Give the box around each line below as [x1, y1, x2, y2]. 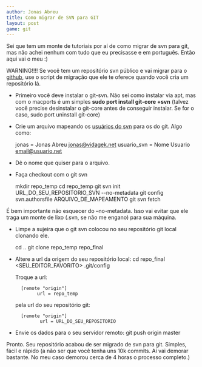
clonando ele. [15, 232, 50, 240]
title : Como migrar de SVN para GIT [6, 15, 99, 21]
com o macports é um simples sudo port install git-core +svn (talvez [15, 98, 189, 106]
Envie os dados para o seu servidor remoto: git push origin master [15, 329, 181, 337]
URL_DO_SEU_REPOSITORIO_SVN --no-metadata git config [15, 189, 164, 197]
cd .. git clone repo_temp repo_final [15, 244, 104, 251]
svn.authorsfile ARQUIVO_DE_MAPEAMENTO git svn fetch [15, 195, 161, 203]
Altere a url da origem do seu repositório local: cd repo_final [15, 255, 166, 263]
